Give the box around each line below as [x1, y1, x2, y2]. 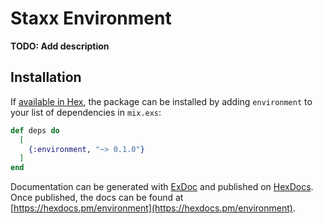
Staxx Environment [10, 7, 172, 30]
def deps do [10, 125, 60, 136]
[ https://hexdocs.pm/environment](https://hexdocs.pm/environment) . [10, 202, 296, 214]
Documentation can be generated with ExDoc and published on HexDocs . [10, 181, 314, 193]
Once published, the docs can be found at [10, 192, 184, 204]
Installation [10, 69, 82, 86]
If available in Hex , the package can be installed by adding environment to [10, 95, 313, 107]
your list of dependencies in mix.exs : [10, 106, 162, 118]
